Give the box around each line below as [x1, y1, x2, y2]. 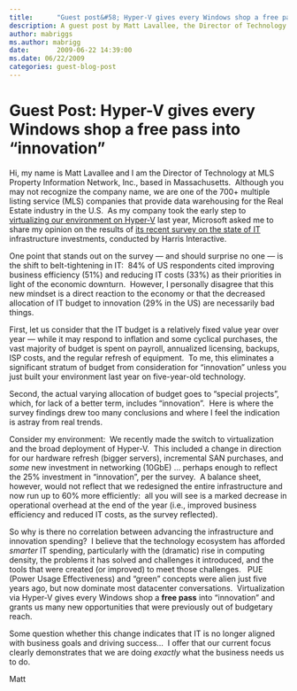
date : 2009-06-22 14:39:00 [9, 46, 133, 55]
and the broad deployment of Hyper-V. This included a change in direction [9, 443, 282, 454]
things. [9, 307, 34, 317]
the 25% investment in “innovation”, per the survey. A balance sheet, [9, 471, 262, 482]
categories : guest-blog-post [9, 63, 117, 72]
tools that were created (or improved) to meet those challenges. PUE [9, 563, 263, 574]
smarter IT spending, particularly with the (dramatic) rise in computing [9, 545, 265, 555]
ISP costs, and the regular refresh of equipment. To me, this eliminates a [9, 352, 274, 363]
